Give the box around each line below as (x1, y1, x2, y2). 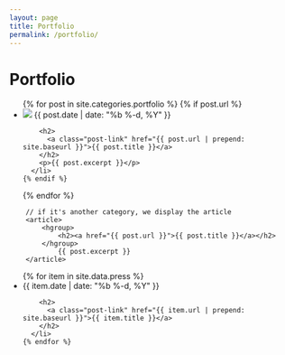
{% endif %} (22, 174, 68, 183)
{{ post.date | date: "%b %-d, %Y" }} (33, 109, 171, 120)
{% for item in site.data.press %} (22, 271, 144, 282)
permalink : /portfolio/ (9, 30, 99, 39)
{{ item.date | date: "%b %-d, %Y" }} (22, 281, 160, 292)
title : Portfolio (9, 22, 75, 31)
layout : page (9, 13, 59, 23)
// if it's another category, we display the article (25, 208, 232, 217)
